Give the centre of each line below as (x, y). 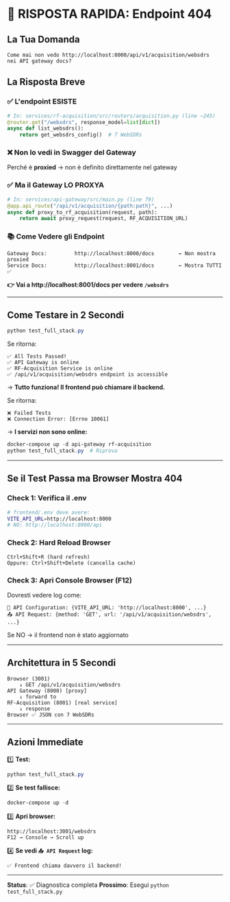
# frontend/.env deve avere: (49, 512)
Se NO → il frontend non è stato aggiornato (68, 634)
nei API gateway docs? (39, 61)
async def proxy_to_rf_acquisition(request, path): (82, 212)
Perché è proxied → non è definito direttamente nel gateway (92, 167)
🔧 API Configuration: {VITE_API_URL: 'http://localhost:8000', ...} (107, 607)
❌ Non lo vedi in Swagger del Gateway (72, 152)
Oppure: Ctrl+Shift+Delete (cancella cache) (72, 563)
